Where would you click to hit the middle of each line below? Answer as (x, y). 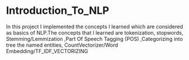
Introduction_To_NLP (58, 11)
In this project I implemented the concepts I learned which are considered (95, 27)
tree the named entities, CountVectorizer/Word (62, 45)
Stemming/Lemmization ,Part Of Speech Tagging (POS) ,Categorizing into (94, 39)
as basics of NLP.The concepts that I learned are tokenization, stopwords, (95, 32)
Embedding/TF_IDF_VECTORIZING (47, 51)
